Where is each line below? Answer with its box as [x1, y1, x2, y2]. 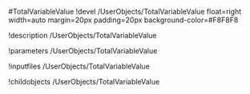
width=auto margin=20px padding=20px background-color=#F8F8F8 [8, 15, 239, 25]
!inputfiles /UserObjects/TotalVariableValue [8, 61, 150, 71]
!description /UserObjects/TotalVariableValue [8, 31, 157, 40]
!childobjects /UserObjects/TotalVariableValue [8, 77, 160, 86]
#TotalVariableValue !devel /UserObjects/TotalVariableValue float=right [8, 7, 242, 16]
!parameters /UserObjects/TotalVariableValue [8, 46, 158, 55]
